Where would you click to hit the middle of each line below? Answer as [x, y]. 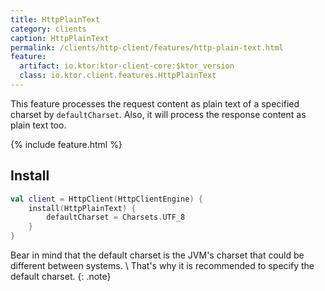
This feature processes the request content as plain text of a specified [155, 103]
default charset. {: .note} [61, 277]
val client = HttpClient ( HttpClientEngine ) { [106, 199]
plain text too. [38, 125]
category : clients [48, 29]
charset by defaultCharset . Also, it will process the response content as [158, 114]
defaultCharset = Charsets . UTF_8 [116, 217]
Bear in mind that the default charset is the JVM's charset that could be [157, 255]
